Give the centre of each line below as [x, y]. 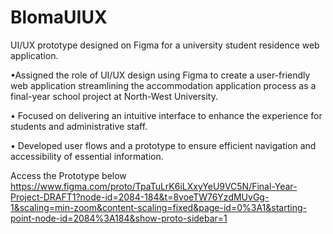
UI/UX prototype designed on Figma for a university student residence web [165, 45]
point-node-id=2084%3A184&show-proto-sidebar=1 [119, 218]
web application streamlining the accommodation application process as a [163, 85]
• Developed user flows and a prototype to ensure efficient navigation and [163, 145]
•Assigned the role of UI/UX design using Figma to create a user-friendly [160, 75]
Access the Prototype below [68, 175]
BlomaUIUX [59, 17]
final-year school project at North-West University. [114, 96]
